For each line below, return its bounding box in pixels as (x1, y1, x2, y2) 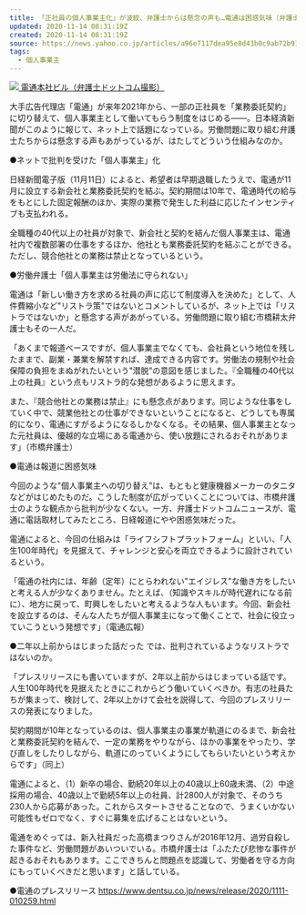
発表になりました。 (25, 706, 97, 716)
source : (9, 38, 39, 48)
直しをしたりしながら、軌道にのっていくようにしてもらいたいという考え (16, 747, 289, 758)
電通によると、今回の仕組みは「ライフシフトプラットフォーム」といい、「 (9, 534, 284, 544)
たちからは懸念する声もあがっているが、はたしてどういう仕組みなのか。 (16, 136, 289, 146)
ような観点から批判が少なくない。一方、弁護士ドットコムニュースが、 (25, 503, 289, 513)
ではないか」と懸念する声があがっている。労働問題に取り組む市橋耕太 (25, 311, 289, 322)
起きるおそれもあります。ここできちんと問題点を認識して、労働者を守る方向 (9, 855, 296, 865)
